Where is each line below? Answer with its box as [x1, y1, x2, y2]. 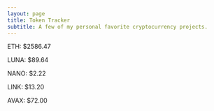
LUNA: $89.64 [7, 56, 49, 64]
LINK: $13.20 [7, 83, 45, 91]
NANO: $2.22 [7, 69, 47, 77]
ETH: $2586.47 [7, 43, 51, 51]
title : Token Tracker [7, 17, 71, 24]
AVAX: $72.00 [7, 96, 48, 105]
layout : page [7, 10, 45, 17]
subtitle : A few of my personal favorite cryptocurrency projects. [7, 23, 208, 30]
